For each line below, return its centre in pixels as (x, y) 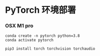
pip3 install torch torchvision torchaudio (50, 49)
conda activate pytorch (29, 40)
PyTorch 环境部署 (40, 10)
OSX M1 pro (19, 26)
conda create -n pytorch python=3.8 (42, 36)
